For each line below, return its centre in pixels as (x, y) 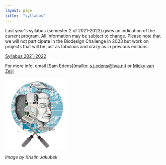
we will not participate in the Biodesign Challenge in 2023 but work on (77, 41)
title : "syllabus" (25, 16)
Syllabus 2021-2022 (26, 56)
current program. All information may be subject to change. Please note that (83, 36)
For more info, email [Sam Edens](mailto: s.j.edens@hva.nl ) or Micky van (80, 66)
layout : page (19, 10)
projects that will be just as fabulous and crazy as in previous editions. (77, 46)
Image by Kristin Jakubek (32, 157)
